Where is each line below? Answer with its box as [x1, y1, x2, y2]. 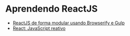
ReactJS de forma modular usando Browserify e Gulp [12, 20, 125, 26]
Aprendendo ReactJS [5, 3, 98, 15]
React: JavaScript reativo [12, 25, 66, 31]
